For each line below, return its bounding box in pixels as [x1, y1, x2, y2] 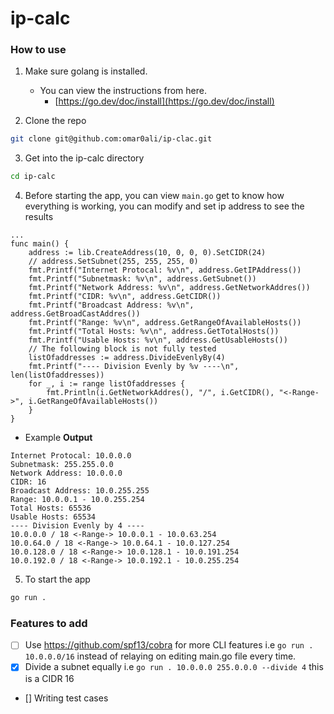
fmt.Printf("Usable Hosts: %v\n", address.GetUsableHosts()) [28, 335, 288, 346]
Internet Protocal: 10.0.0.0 [10, 451, 132, 461]
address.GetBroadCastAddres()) [10, 309, 141, 319]
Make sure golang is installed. [24, 65, 148, 77]
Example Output [24, 432, 93, 444]
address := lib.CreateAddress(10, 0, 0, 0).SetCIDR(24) [28, 248, 267, 258]
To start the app [24, 573, 91, 586]
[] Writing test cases [24, 692, 109, 704]
